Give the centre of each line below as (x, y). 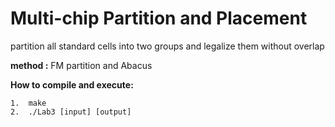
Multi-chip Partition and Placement (159, 18)
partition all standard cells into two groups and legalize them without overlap (167, 46)
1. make (28, 103)
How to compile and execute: (72, 84)
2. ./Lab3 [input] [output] (71, 112)
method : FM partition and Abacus (81, 65)
